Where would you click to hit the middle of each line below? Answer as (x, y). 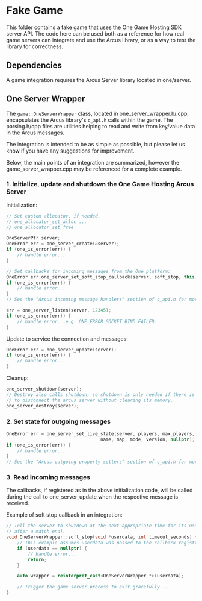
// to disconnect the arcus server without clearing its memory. (90, 400)
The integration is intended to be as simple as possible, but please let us (96, 144)
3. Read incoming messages (48, 477)
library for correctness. (35, 46)
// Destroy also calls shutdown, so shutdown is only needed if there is (101, 395)
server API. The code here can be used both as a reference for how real (95, 33)
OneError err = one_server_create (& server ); (63, 244)
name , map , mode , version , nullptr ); (148, 439)
